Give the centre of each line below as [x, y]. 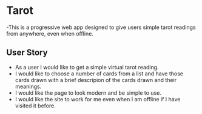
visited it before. [35, 106]
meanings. [28, 86]
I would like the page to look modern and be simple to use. [88, 93]
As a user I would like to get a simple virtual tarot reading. [87, 67]
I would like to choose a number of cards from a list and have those [99, 74]
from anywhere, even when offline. [50, 33]
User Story [27, 53]
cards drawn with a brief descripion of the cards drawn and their [96, 80]
